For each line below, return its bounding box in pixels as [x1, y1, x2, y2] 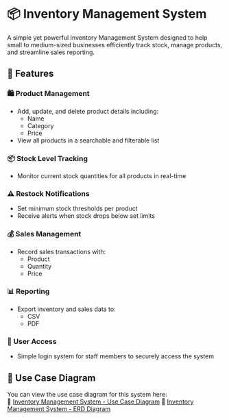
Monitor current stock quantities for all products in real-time [16, 171, 186, 180]
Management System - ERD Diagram [7, 404, 111, 412]
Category [27, 121, 54, 129]
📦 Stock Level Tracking [7, 153, 88, 163]
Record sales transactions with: [16, 247, 106, 256]
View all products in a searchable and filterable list [16, 136, 160, 145]
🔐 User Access [7, 336, 57, 346]
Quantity [27, 262, 52, 270]
